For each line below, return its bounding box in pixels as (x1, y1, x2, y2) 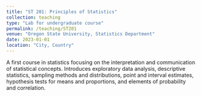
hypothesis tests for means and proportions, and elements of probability (6, 77, 186, 85)
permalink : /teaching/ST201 (6, 25, 77, 32)
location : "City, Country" (6, 43, 74, 49)
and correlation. (6, 84, 46, 91)
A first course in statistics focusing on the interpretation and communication (6, 58, 196, 66)
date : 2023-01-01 (6, 37, 50, 43)
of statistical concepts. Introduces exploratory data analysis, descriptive (6, 65, 186, 72)
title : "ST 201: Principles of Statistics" (6, 8, 118, 15)
